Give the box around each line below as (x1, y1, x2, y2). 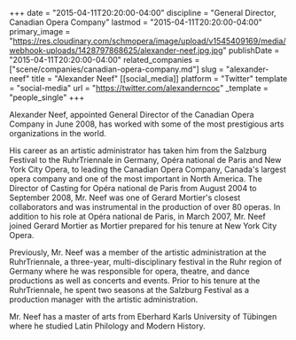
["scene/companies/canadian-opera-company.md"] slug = (9, 64, 224, 74)
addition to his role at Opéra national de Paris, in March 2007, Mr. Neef (9, 212, 266, 221)
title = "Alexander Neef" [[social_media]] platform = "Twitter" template (31, 73, 288, 83)
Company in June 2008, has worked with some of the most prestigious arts (9, 119, 284, 129)
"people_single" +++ (9, 92, 85, 103)
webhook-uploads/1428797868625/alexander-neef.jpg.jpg (9, 45, 223, 56)
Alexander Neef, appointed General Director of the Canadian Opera (9, 110, 254, 120)
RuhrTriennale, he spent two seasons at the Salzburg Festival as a (9, 285, 250, 295)
